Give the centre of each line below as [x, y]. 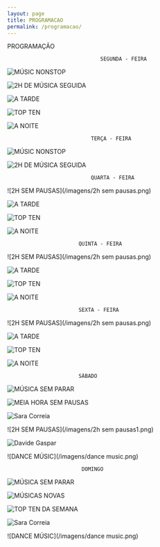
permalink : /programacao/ [44, 26]
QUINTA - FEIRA [100, 244]
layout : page [26, 14]
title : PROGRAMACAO [35, 20]
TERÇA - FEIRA [111, 139]
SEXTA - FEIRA [99, 310]
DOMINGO [92, 469]
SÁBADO [88, 376]
